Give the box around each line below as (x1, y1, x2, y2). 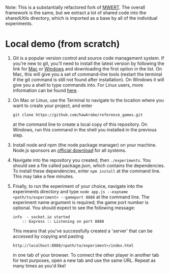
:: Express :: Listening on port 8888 (22, 219, 104, 224)
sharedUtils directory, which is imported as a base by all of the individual (5, 15, 158, 21)
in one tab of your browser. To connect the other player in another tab (12, 252, 159, 258)
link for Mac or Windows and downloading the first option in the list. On (12, 65, 162, 72)
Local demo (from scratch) (5, 38, 120, 50)
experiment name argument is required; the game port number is (12, 199, 149, 205)
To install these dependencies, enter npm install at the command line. (12, 167, 161, 174)
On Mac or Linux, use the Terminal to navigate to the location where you (12, 97, 164, 103)
